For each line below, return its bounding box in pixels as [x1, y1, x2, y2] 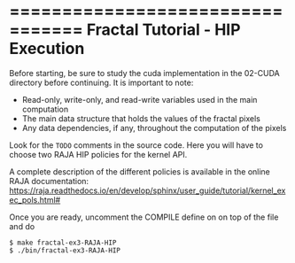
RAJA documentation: [9, 175, 89, 186]
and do [9, 220, 35, 231]
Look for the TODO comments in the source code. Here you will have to [9, 139, 264, 151]
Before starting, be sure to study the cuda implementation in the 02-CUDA [9, 67, 281, 78]
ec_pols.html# [9, 194, 61, 205]
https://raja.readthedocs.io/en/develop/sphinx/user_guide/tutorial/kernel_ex [9, 185, 286, 196]
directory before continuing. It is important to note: [9, 77, 194, 88]
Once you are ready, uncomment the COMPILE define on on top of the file [9, 212, 279, 222]
